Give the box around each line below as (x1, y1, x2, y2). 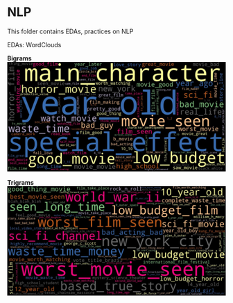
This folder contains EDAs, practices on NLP (7, 27, 134, 35)
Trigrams (7, 178, 35, 186)
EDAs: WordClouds (7, 40, 62, 49)
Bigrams (7, 54, 33, 63)
